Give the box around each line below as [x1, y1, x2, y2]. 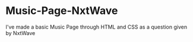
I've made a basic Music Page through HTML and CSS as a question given [5, 23, 188, 30]
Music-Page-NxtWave [5, 4, 118, 17]
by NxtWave [5, 29, 36, 36]
